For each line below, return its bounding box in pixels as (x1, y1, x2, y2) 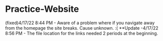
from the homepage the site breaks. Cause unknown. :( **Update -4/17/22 (5, 25, 159, 31)
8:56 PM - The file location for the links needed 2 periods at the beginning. (5, 30, 158, 36)
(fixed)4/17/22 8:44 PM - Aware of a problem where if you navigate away (5, 20, 155, 26)
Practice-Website (5, 3, 80, 15)
